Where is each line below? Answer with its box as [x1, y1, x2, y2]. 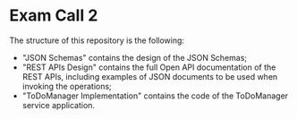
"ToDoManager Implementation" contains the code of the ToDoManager [21, 90, 289, 101]
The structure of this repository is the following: [9, 35, 185, 46]
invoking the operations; [21, 81, 112, 91]
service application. [21, 99, 96, 110]
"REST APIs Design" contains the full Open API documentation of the [21, 62, 276, 72]
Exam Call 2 [9, 5, 98, 26]
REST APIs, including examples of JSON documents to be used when [21, 71, 278, 81]
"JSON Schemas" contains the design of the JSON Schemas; [21, 52, 248, 63]
